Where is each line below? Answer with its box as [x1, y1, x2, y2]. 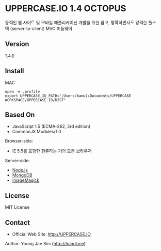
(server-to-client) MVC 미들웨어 [10, 25, 73, 31]
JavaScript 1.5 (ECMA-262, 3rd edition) [12, 124, 91, 129]
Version [5, 40, 29, 48]
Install [5, 67, 24, 75]
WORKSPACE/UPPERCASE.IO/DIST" [5, 97, 66, 102]
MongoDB [12, 173, 32, 178]
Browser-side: [5, 138, 33, 144]
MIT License [5, 204, 30, 210]
